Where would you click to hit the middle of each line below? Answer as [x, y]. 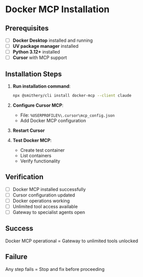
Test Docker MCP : [32, 140]
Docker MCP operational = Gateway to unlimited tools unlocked [72, 241]
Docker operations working [41, 201]
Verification [24, 177]
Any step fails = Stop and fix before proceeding [55, 269]
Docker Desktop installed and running [53, 40]
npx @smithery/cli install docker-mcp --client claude [72, 96]
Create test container [42, 150]
